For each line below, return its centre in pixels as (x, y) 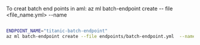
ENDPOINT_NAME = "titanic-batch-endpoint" (57, 31)
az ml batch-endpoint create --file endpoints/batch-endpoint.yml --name (101, 36)
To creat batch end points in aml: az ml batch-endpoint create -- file (90, 9)
